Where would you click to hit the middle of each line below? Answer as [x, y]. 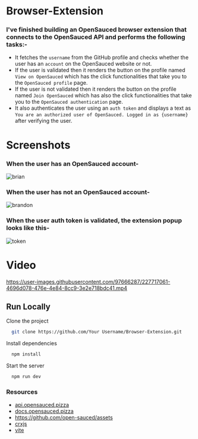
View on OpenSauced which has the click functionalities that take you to [101, 76]
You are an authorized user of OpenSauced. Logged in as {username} [101, 115]
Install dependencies [32, 344]
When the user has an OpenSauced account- [73, 163]
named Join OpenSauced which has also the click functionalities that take [103, 95]
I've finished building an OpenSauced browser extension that [97, 30]
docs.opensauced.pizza [44, 411]
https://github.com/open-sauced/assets [64, 418]
